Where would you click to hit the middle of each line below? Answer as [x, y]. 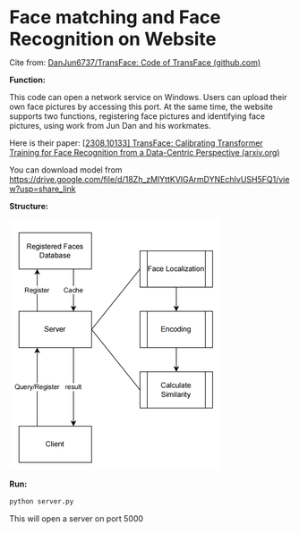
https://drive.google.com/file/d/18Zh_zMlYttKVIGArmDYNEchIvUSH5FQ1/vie [149, 179]
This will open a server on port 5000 [77, 518]
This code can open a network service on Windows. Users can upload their [148, 97]
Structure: [29, 206]
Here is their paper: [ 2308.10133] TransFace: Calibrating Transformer [137, 143]
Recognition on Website [113, 39]
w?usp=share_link [43, 189]
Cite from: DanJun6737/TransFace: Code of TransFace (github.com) [135, 63]
